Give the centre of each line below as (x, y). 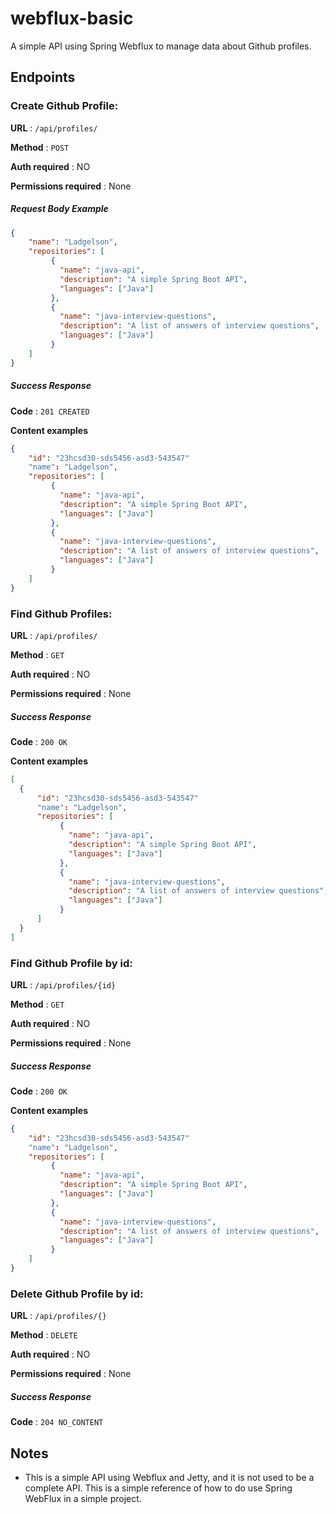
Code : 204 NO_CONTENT (57, 1422)
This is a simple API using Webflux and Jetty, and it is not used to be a (169, 1478)
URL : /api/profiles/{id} (63, 985)
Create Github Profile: (64, 106)
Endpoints (43, 77)
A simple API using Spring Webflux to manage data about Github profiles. (161, 46)
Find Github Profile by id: (71, 963)
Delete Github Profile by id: (77, 1294)
